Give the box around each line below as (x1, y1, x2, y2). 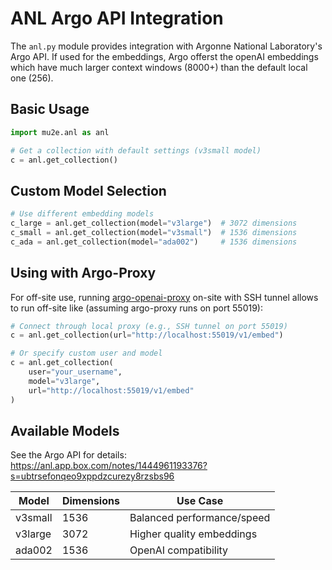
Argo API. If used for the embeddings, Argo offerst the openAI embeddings (10, 50, 319, 62)
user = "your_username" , (28, 367, 123, 377)
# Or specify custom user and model (10, 348, 163, 359)
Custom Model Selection (10, 182, 167, 199)
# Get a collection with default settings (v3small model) (10, 145, 262, 156)
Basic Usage (10, 101, 90, 118)
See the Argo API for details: (10, 449, 127, 461)
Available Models (10, 422, 120, 439)
